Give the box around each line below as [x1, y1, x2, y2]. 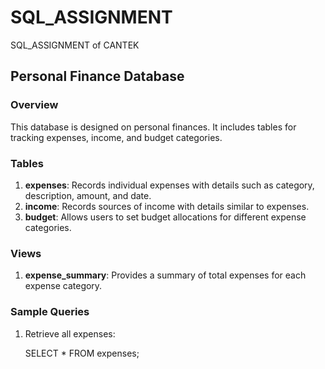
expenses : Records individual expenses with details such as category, [24, 179, 315, 191]
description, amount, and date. [24, 189, 152, 201]
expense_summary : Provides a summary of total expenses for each [24, 269, 307, 281]
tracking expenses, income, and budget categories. [10, 131, 223, 143]
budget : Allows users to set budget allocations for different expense [24, 211, 307, 223]
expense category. [24, 280, 103, 292]
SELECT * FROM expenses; [24, 347, 140, 359]
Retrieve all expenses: [24, 327, 116, 340]
